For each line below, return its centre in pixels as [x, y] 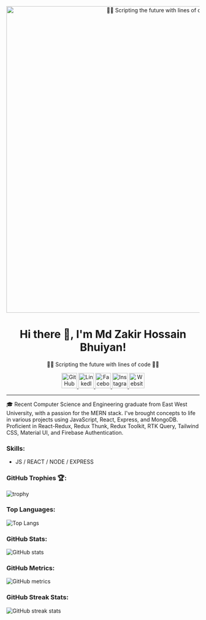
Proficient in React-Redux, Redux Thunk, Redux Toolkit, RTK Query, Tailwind [103, 426]
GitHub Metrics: [31, 568]
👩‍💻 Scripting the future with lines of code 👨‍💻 [103, 364]
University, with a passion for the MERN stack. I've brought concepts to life [101, 413]
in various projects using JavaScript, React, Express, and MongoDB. [92, 419]
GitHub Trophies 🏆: [36, 478]
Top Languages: [31, 510]
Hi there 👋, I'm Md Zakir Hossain [103, 335]
